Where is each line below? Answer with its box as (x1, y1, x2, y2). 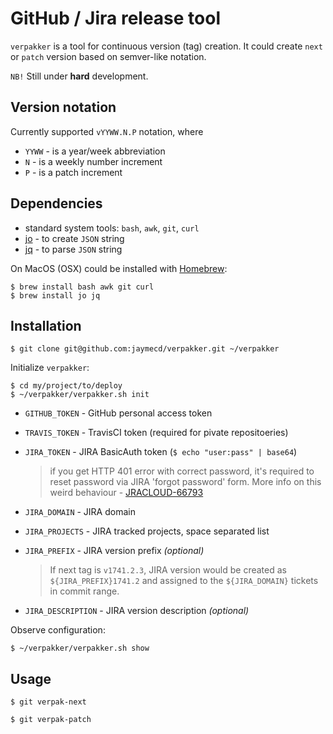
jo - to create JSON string (24, 232, 125, 244)
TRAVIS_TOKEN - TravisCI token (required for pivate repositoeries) (24, 427, 289, 439)
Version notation (10, 99, 117, 116)
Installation (10, 317, 82, 334)
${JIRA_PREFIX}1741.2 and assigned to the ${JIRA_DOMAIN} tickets (49, 575, 319, 587)
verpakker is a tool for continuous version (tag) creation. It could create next (10, 40, 323, 52)
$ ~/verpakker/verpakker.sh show (10, 643, 150, 654)
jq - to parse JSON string (24, 243, 123, 255)
